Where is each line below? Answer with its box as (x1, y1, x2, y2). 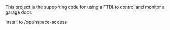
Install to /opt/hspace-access (5, 19, 67, 25)
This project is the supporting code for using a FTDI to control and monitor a (5, 4, 165, 10)
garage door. (5, 9, 33, 15)
